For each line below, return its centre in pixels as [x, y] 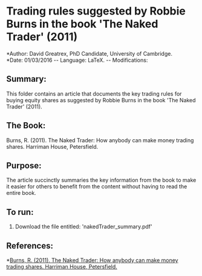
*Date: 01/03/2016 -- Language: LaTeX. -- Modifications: [77, 60]
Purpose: [24, 166]
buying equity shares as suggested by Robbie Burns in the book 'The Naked [101, 100]
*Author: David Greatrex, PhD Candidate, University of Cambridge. [89, 53]
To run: [20, 212]
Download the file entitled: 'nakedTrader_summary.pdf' [83, 227]
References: [30, 245]
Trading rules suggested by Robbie [96, 11]
